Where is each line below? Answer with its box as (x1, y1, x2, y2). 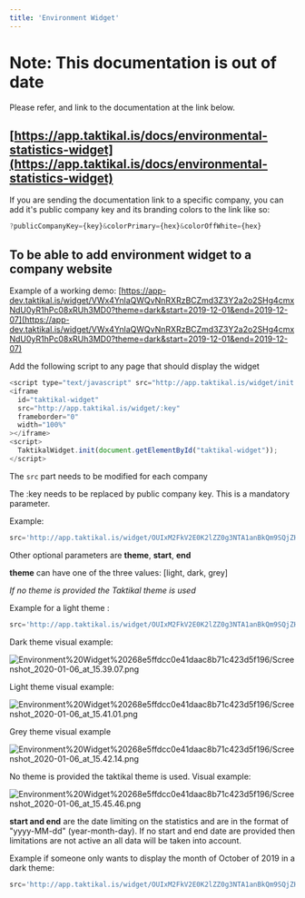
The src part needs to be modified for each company (9, 470, 209, 481)
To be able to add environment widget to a (9, 247, 252, 262)
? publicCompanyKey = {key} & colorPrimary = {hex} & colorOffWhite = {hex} (9, 222, 261, 232)
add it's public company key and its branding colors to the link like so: (9, 204, 271, 215)
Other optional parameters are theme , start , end (9, 549, 192, 560)
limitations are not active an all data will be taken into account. (9, 834, 242, 845)
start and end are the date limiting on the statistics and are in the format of (9, 815, 289, 826)
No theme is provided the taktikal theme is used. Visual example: (9, 771, 251, 782)
